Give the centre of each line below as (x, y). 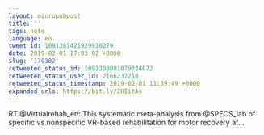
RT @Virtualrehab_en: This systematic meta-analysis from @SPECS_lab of (132, 114)
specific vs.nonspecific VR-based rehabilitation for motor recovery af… (126, 123)
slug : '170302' (34, 61)
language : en (30, 38)
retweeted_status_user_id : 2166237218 (73, 76)
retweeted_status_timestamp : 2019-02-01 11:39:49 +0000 (104, 83)
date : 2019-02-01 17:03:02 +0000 (65, 53)
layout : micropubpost (45, 16)
